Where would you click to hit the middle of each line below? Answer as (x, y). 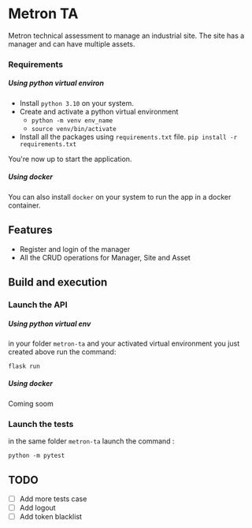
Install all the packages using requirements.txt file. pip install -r (128, 137)
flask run (24, 366)
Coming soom (31, 403)
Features (30, 230)
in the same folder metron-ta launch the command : (91, 441)
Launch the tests (41, 424)
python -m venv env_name (72, 120)
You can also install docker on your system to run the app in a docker (120, 197)
